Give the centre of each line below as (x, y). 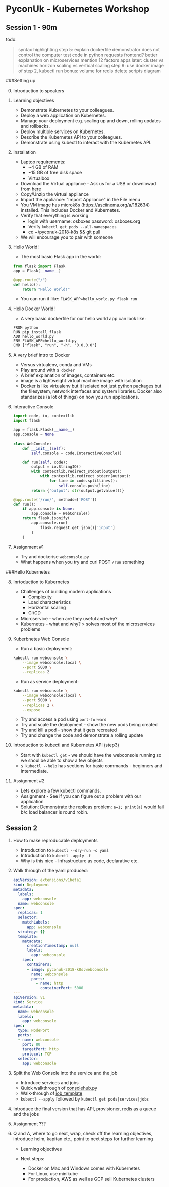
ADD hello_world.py (34, 337)
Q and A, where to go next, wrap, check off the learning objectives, (83, 1134)
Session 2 (21, 828)
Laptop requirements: (43, 162)
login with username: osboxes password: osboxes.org (84, 221)
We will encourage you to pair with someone (67, 237)
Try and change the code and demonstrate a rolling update (82, 735)
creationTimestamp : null (53, 946)
